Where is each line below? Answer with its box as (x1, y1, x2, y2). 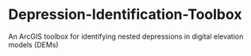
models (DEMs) (8, 39, 59, 49)
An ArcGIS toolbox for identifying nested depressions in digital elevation (8, 32, 244, 41)
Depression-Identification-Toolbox (8, 6, 242, 24)
